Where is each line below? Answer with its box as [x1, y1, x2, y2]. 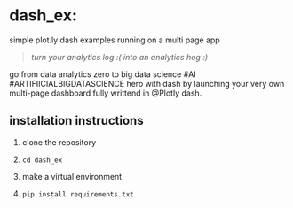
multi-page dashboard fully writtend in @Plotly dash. [9, 88, 202, 98]
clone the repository [21, 136, 97, 147]
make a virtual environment [21, 171, 123, 181]
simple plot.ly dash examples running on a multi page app [9, 35, 220, 45]
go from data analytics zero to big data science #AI [9, 68, 197, 80]
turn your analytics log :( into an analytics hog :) [30, 51, 209, 62]
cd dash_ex [21, 156, 63, 165]
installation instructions [9, 113, 144, 128]
